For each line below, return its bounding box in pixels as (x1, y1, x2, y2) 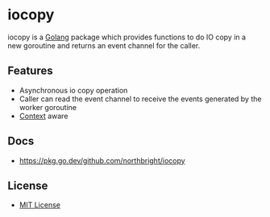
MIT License (19, 200, 61, 210)
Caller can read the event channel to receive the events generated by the (19, 94, 262, 104)
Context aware (19, 111, 69, 121)
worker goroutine (19, 102, 77, 112)
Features (7, 64, 53, 78)
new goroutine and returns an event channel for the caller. (7, 40, 201, 50)
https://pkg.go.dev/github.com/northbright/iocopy (19, 155, 186, 166)
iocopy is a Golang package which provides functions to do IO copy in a (7, 32, 247, 42)
